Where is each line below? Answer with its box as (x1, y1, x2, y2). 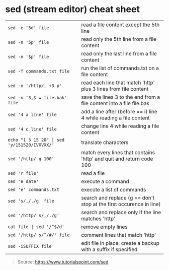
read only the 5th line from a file (81, 35, 157, 42)
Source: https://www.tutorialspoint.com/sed (17, 258, 109, 265)
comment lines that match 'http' (81, 231, 156, 238)
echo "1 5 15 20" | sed (8, 137, 65, 143)
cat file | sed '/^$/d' (8, 224, 65, 230)
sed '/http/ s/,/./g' (8, 213, 59, 218)
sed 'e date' (8, 178, 39, 184)
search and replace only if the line (81, 209, 161, 216)
